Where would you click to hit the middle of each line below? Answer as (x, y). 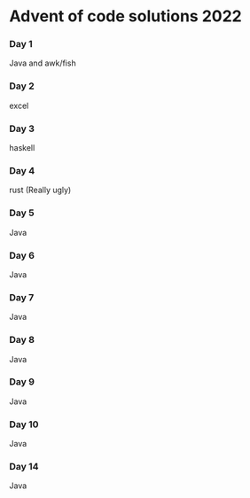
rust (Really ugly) (40, 190)
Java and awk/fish (43, 63)
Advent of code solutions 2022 (125, 16)
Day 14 (24, 467)
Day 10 (24, 424)
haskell (22, 148)
